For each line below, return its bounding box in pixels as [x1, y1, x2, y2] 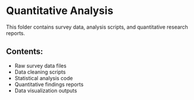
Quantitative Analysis [6, 4, 114, 18]
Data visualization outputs [14, 87, 77, 94]
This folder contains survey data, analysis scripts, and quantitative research [6, 23, 188, 30]
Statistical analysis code [14, 74, 73, 81]
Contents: [6, 47, 43, 57]
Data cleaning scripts [14, 68, 66, 75]
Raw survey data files [14, 62, 67, 69]
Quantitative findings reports [14, 81, 84, 88]
